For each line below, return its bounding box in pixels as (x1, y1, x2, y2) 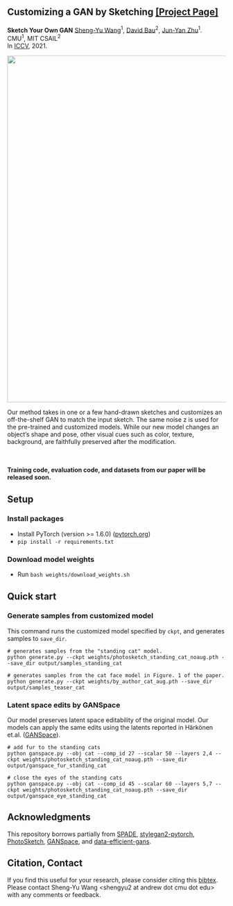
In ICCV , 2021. (7, 42, 48, 50)
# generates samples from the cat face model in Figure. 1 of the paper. (7, 672, 225, 679)
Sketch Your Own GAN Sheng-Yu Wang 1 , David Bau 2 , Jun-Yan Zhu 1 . (7, 24, 202, 34)
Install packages (7, 514, 64, 524)
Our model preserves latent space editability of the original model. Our (7, 716, 209, 724)
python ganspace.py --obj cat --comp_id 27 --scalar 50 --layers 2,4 (7, 750, 213, 758)
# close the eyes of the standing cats (7, 774, 123, 782)
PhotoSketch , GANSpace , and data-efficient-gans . (7, 837, 151, 846)
